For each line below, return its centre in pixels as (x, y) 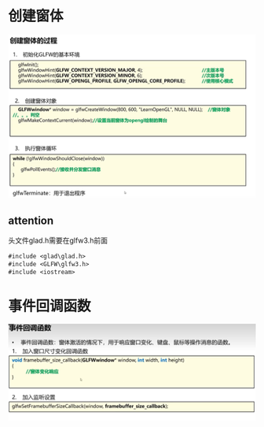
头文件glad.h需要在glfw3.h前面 (58, 240)
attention (31, 221)
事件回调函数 (50, 306)
